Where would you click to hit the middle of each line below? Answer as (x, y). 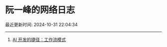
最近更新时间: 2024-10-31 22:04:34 (42, 24)
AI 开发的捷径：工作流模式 (39, 39)
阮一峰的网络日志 (40, 10)
